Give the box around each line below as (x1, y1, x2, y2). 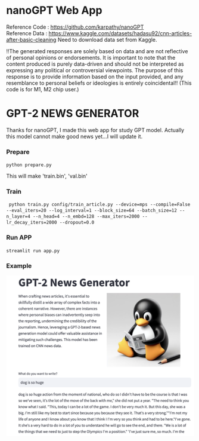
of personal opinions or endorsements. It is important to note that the (6, 54, 176, 61)
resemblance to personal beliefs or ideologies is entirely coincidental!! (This (6, 79, 192, 87)
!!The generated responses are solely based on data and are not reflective (6, 47, 188, 54)
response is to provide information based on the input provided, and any (6, 73, 184, 80)
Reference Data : (6, 29, 48, 36)
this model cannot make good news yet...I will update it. (6, 133, 143, 140)
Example (6, 261, 32, 269)
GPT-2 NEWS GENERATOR (6, 107, 139, 120)
